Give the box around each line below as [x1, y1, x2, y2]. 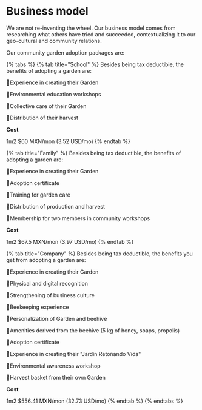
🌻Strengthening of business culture [6, 291, 95, 298]
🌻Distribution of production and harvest [6, 203, 105, 210]
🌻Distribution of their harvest [6, 114, 79, 121]
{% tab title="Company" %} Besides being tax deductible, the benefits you [6, 250, 193, 257]
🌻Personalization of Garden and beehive [6, 315, 107, 322]
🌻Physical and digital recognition [6, 280, 89, 287]
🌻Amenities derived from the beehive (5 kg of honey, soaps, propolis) [6, 326, 180, 334]
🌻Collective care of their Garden [6, 102, 87, 110]
